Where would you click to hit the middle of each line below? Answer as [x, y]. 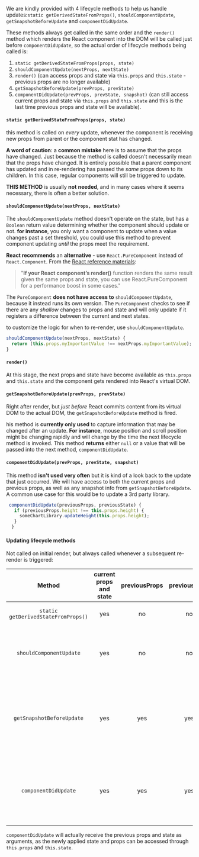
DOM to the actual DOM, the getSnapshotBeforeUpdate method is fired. [92, 413]
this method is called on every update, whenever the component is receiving [99, 133]
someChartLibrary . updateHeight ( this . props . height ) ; [84, 516]
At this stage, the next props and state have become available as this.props [99, 375]
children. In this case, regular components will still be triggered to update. [96, 175]
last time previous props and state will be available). [78, 107]
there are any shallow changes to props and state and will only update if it [96, 310]
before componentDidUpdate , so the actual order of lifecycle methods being [96, 45]
